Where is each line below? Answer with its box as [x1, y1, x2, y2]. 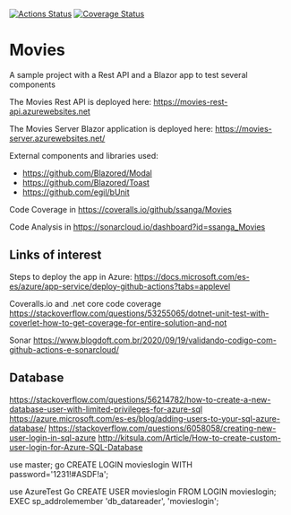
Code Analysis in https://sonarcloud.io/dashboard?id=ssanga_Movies [9, 221, 266, 232]
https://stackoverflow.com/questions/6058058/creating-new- [48, 423, 277, 433]
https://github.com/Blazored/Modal [21, 167, 152, 179]
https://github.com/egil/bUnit [21, 187, 130, 197]
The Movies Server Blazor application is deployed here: [9, 123, 213, 134]
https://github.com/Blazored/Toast [21, 177, 150, 188]
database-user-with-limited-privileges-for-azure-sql [9, 404, 203, 415]
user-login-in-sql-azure [9, 432, 97, 443]
